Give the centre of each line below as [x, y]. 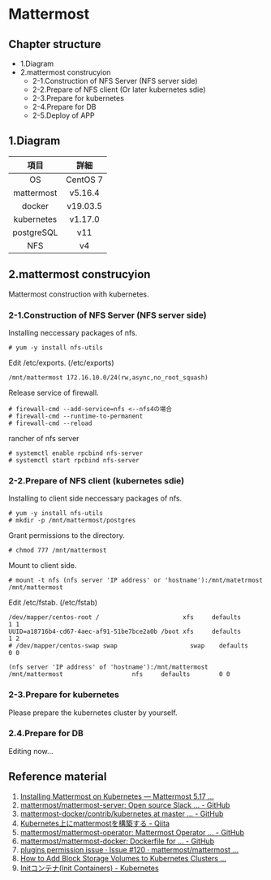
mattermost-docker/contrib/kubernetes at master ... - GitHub [122, 813]
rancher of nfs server [44, 438]
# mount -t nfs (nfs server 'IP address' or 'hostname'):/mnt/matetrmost [136, 581]
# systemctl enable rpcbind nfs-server [76, 453]
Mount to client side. [43, 566]
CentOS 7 [85, 180]
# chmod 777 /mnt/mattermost [58, 551]
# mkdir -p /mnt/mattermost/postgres [72, 521]
